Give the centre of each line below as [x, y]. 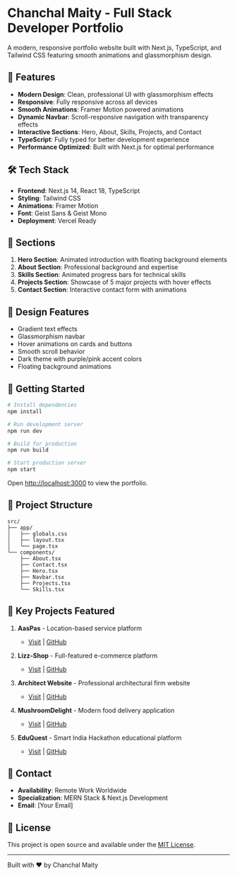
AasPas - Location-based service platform [80, 628]
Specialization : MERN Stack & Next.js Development [92, 798]
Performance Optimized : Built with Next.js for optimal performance [116, 147]
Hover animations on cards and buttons [75, 344]
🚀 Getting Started [46, 389]
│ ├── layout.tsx [36, 540]
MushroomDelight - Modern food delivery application [96, 710]
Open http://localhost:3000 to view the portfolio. [78, 483]
